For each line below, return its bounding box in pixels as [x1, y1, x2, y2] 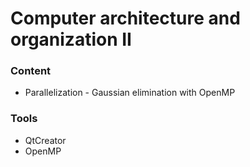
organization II [10, 28, 132, 51]
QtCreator [24, 134, 67, 146]
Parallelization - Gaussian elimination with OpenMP [24, 87, 236, 99]
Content [10, 64, 52, 78]
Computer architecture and [10, 7, 241, 30]
